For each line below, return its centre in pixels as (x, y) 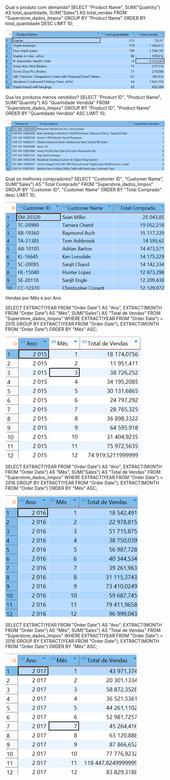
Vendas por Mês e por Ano (33, 298)
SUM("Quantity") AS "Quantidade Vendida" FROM (57, 103)
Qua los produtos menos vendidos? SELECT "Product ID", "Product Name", (83, 97)
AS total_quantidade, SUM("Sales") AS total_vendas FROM (66, 13)
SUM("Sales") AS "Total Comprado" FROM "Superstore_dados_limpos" (79, 184)
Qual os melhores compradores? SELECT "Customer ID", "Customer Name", (84, 179)
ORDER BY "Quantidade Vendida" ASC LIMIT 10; (56, 113)
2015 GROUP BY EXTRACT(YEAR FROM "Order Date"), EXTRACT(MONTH (82, 324)
